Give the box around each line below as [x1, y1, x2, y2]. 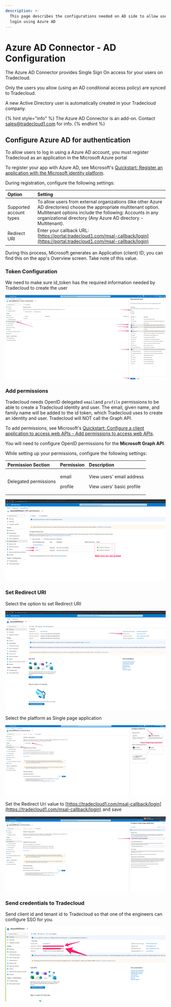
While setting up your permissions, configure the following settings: [5, 450, 147, 457]
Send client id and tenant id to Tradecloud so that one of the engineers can [5, 911, 163, 917]
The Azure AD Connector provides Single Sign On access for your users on [5, 69, 163, 76]
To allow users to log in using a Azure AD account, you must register [5, 149, 149, 155]
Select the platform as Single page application [5, 715, 102, 721]
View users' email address [89, 473, 144, 480]
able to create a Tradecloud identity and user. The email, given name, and [5, 404, 160, 411]
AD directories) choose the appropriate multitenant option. [37, 204, 160, 210]
